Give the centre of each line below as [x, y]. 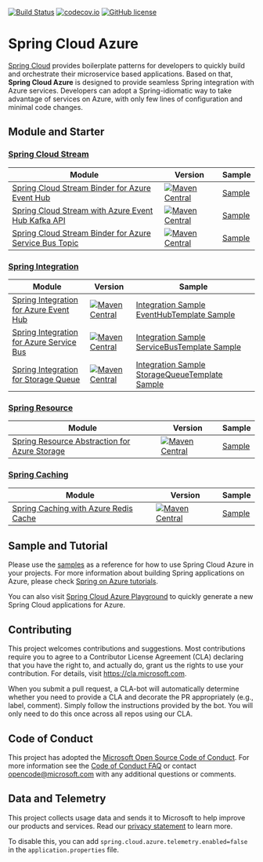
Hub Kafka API [39, 220]
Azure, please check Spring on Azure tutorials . [83, 582]
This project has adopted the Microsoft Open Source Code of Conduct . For [129, 757]
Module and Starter [56, 132]
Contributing [40, 629]
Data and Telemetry [57, 799]
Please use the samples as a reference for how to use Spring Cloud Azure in [131, 564]
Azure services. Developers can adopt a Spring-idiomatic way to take [120, 90]
